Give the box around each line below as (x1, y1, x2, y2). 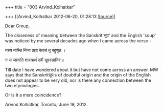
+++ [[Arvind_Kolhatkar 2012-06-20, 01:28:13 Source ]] (5, 14, 116, 19)
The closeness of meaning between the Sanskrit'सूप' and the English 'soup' (5, 33, 156, 38)
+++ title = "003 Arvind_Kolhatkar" (5, 4, 75, 10)
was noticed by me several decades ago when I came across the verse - (5, 38, 152, 43)
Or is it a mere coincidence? (5, 92, 62, 98)
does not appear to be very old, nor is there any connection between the (5, 77, 152, 83)
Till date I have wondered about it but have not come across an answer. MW (5, 67, 159, 73)
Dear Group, (5, 23, 30, 29)
